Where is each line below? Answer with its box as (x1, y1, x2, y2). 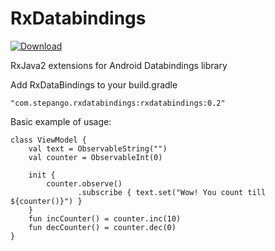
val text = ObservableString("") (28, 143, 168, 154)
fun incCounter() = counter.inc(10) (28, 213, 182, 224)
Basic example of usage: (10, 115, 112, 127)
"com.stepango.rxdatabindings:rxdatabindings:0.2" (10, 98, 226, 108)
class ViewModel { (10, 135, 87, 145)
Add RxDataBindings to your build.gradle (10, 78, 178, 91)
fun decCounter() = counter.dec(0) (28, 222, 177, 232)
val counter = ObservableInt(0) (28, 152, 163, 162)
